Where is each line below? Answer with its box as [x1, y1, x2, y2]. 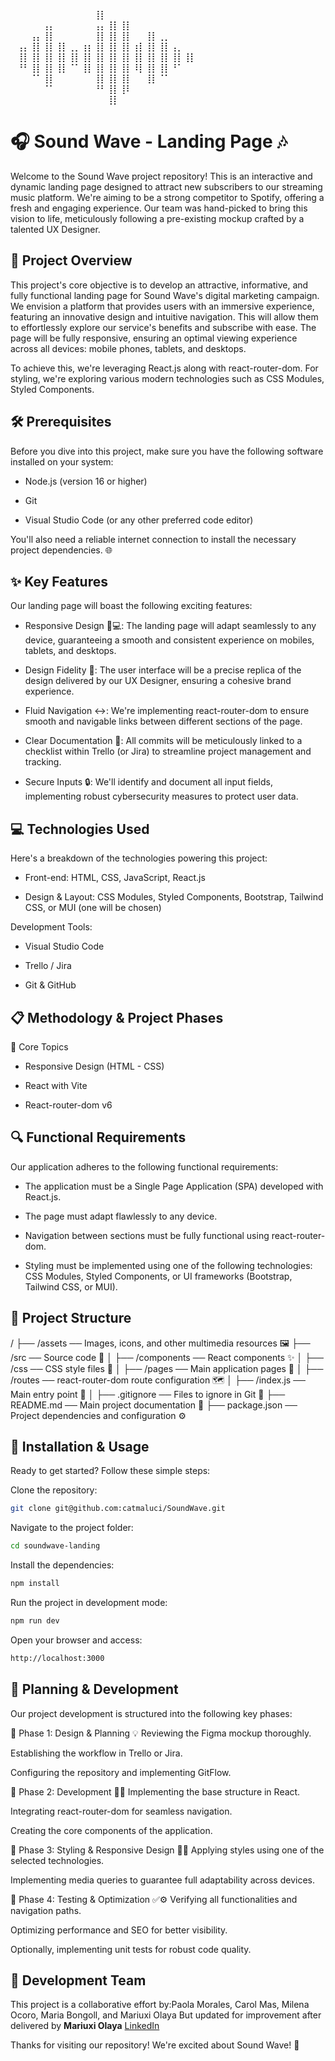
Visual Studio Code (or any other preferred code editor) [24, 514, 254, 526]
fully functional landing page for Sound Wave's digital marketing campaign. [10, 289, 320, 301]
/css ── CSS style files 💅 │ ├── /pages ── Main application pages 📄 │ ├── [10, 1362, 324, 1374]
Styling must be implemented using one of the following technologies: [24, 1259, 313, 1271]
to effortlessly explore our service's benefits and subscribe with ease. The [10, 321, 317, 333]
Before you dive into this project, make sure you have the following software [10, 445, 324, 457]
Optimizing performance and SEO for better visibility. [10, 1924, 228, 1936]
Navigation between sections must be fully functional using [24, 1229, 270, 1241]
